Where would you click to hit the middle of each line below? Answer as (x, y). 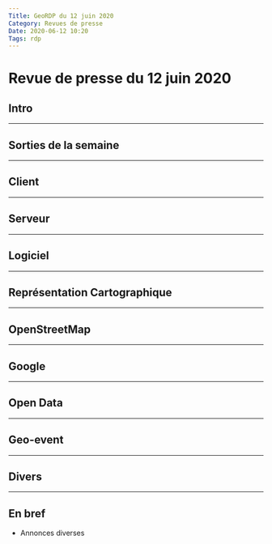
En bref (27, 514)
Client (24, 182)
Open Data (36, 403)
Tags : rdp (25, 38)
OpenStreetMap (50, 329)
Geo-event (36, 440)
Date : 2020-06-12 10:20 (49, 31)
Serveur (29, 219)
